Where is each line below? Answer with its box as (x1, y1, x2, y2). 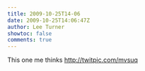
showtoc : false (7, 30, 52, 37)
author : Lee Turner (7, 23, 65, 30)
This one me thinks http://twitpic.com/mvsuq (7, 56, 138, 64)
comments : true (7, 37, 52, 44)
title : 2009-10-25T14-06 (7, 10, 81, 18)
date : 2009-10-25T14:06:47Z (7, 17, 91, 24)
